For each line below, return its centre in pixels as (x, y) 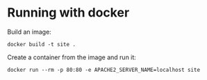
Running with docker (68, 13)
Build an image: (30, 32)
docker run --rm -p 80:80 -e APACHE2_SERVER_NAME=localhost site (104, 70)
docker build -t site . (42, 44)
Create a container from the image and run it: (72, 57)
